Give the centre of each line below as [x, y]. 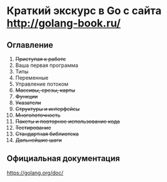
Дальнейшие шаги [39, 140]
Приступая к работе [41, 59]
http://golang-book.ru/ [64, 23]
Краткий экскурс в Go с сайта [84, 11]
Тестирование [33, 128]
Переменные [32, 78]
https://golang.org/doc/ [35, 173]
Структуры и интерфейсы [47, 109]
